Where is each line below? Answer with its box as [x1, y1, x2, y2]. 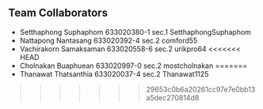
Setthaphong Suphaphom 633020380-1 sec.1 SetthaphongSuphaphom [19, 27, 252, 36]
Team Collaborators [8, 6, 109, 20]
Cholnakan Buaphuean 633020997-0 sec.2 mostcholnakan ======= [19, 61, 248, 70]
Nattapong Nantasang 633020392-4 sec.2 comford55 [19, 36, 198, 45]
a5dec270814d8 [146, 92, 200, 102]
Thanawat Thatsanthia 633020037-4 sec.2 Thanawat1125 [19, 69, 209, 78]
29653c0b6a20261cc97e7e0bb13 [146, 85, 256, 94]
